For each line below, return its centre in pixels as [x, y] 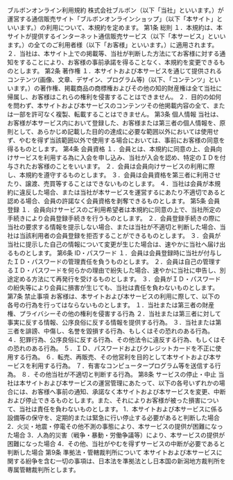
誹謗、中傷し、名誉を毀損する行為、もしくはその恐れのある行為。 [119, 331]
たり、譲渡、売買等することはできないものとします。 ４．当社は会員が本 [111, 183]
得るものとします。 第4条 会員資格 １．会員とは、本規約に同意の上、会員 [112, 149]
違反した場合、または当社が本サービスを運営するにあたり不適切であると [122, 192]
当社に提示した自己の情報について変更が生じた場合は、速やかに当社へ [107, 244]
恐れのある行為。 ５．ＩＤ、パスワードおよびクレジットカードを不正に [114, 348]
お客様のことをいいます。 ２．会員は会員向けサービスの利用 [117, 166]
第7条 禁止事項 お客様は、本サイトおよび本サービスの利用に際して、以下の [114, 296]
